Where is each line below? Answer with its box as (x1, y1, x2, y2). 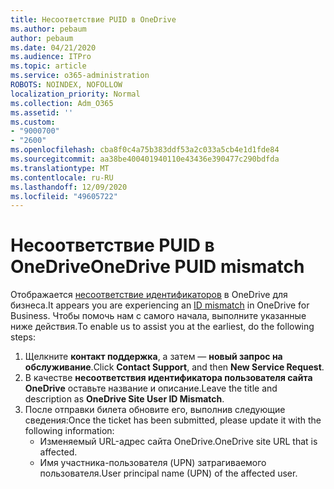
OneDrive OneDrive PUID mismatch (10, 256, 305, 278)
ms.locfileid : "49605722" (10, 191, 118, 201)
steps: (10, 331, 36, 343)
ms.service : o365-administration (10, 71, 150, 81)
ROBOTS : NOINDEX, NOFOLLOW (10, 80, 123, 90)
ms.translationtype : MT (10, 163, 110, 173)
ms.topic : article (10, 61, 87, 71)
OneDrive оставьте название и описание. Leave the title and (24, 382, 278, 395)
